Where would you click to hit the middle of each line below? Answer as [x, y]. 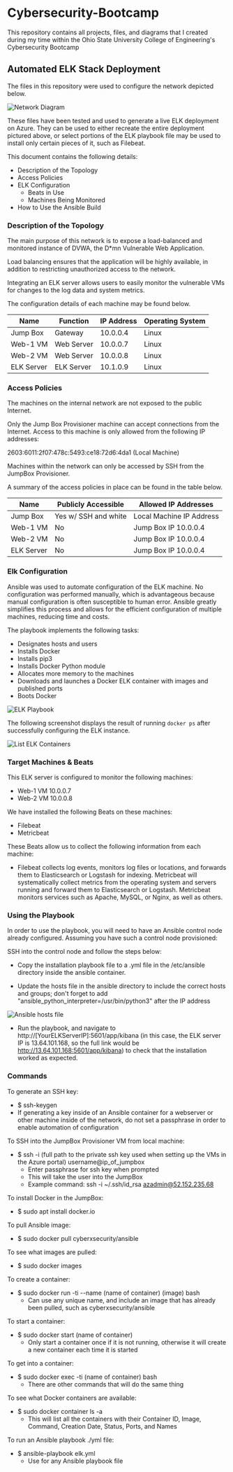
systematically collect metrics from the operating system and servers [117, 882]
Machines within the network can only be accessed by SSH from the [106, 466]
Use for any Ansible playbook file [75, 1461]
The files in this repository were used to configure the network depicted [111, 86]
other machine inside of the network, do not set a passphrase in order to [121, 1120]
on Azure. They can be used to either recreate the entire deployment [106, 128]
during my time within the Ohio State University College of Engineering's [111, 39]
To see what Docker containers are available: [72, 1398]
